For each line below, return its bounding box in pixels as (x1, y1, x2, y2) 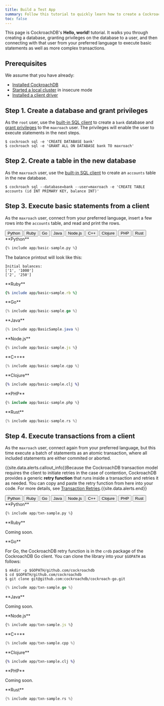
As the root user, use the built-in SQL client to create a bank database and (5, 119, 154, 125)
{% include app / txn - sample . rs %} (5, 696, 73, 701)
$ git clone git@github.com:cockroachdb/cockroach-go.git (5, 576, 125, 582)
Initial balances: (5, 264, 42, 269)
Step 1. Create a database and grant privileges (5, 106, 148, 115)
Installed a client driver (12, 92, 59, 98)
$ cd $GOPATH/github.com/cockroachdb (5, 573, 82, 577)
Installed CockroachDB (12, 82, 59, 88)
